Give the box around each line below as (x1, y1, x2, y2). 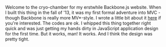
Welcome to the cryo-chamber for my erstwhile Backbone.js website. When (5, 4, 161, 10)
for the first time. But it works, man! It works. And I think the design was (5, 31, 152, 36)
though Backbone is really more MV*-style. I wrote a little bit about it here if (5, 15, 161, 20)
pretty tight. (5, 36, 29, 42)
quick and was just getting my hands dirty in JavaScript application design (5, 25, 158, 31)
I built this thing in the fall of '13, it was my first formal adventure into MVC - (5, 9, 161, 15)
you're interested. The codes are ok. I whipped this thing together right (5, 20, 151, 26)
